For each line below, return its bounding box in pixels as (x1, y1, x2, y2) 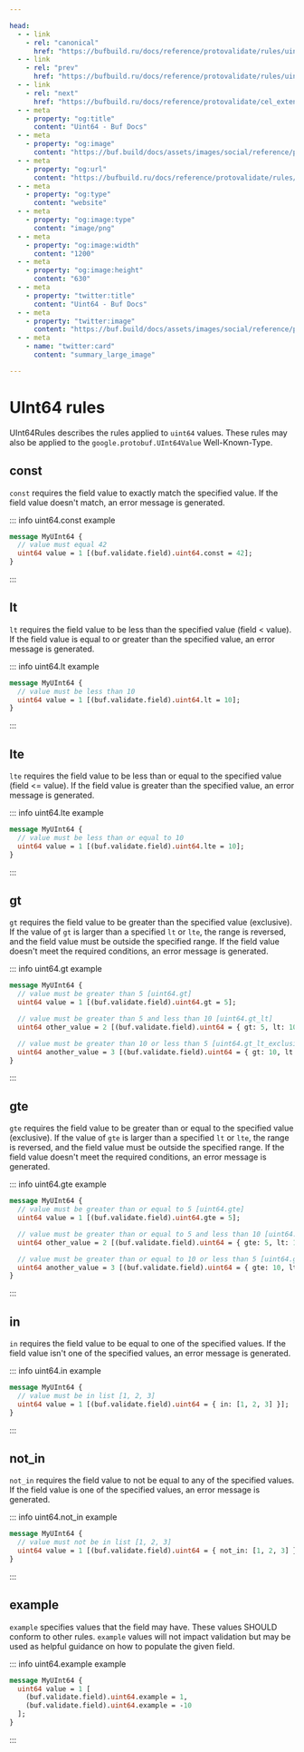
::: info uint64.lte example (9, 807, 104, 818)
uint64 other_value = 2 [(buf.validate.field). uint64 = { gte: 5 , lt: (17, 1238, 290, 1248)
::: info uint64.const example (9, 514, 116, 525)
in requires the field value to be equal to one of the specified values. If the (9, 1338, 287, 1349)
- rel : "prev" (25, 64, 79, 73)
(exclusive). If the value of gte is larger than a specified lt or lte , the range (9, 1132, 290, 1143)
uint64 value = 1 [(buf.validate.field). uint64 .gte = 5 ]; (17, 1213, 242, 1222)
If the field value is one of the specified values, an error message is (9, 1484, 261, 1495)
